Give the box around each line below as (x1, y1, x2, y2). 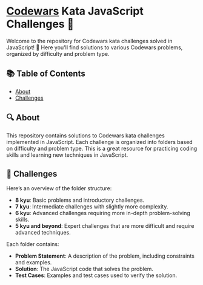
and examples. (15, 259, 52, 266)
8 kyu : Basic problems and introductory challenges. (15, 196, 144, 204)
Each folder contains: (6, 241, 59, 248)
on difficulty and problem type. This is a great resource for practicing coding (6, 145, 198, 152)
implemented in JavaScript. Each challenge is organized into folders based (6, 138, 193, 145)
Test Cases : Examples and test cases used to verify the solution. (15, 272, 178, 279)
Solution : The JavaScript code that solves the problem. (15, 266, 153, 273)
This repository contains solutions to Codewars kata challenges (6, 132, 165, 139)
